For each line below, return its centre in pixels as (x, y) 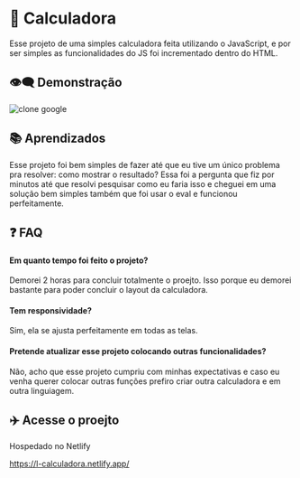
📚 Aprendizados (58, 139)
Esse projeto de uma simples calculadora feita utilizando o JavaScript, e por (150, 43)
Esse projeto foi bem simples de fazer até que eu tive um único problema (145, 164)
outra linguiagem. (42, 390)
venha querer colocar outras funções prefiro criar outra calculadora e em (145, 381)
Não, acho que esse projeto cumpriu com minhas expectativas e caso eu (145, 371)
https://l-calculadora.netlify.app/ (69, 464)
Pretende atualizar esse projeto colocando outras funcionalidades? (138, 351)
